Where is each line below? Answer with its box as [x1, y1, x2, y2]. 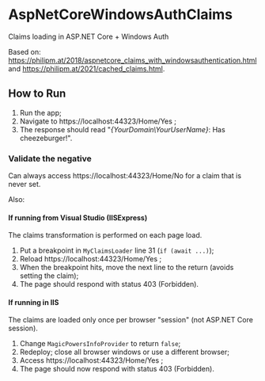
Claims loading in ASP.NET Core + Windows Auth [8, 32, 169, 41]
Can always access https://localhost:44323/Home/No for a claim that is [8, 171, 242, 181]
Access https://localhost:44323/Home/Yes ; [19, 356, 164, 365]
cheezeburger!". [19, 133, 73, 143]
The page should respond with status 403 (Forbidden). [19, 280, 199, 289]
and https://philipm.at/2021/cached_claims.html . [8, 63, 165, 73]
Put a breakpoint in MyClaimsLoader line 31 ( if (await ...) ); [19, 246, 214, 255]
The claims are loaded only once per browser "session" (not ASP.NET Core [8, 315, 253, 325]
